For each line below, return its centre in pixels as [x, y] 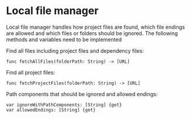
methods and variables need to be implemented [64, 39]
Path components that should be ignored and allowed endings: [82, 94]
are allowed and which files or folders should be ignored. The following [92, 33]
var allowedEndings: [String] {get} [51, 110]
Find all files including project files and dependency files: [75, 50]
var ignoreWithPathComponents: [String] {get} [64, 105]
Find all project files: [31, 72]
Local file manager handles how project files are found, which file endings [95, 27]
